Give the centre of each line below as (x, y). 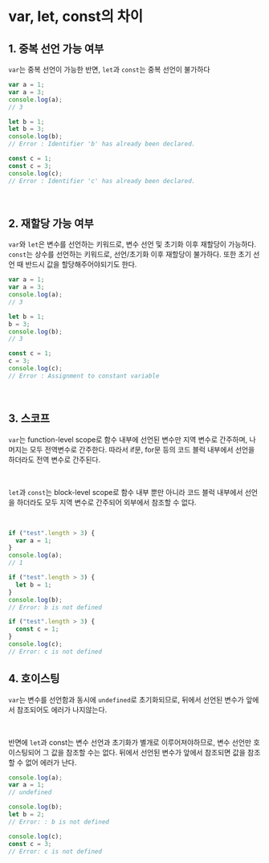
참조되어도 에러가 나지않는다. (62, 710)
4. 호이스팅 (34, 679)
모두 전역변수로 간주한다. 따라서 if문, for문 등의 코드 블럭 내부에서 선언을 (142, 449)
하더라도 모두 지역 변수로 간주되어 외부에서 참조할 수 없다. (106, 502)
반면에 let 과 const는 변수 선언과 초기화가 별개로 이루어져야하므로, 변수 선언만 (130, 742)
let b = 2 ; (26, 815)
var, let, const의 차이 (76, 16)
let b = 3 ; (26, 129)
